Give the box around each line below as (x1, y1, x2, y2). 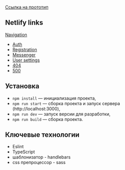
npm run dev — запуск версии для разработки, (12, 111, 111, 117)
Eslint (12, 144, 24, 150)
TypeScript (12, 149, 35, 155)
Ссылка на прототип (5, 4, 49, 10)
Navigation (5, 32, 27, 38)
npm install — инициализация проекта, (12, 95, 96, 101)
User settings (12, 57, 40, 63)
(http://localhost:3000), (12, 106, 61, 112)
